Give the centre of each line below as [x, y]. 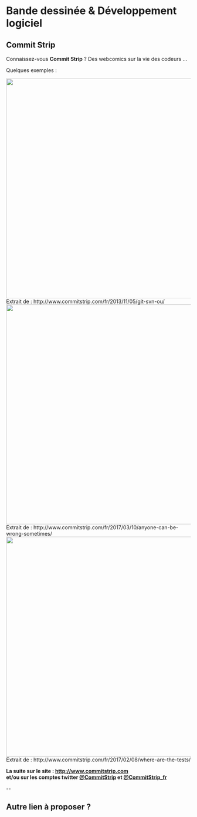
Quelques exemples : [31, 70]
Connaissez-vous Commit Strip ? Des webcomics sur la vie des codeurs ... [97, 59]
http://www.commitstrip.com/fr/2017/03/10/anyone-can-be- [106, 527]
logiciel [24, 23]
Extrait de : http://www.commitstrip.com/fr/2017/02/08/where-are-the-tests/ [98, 760]
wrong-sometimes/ [29, 534]
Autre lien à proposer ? [48, 807]
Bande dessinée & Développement [91, 11]
